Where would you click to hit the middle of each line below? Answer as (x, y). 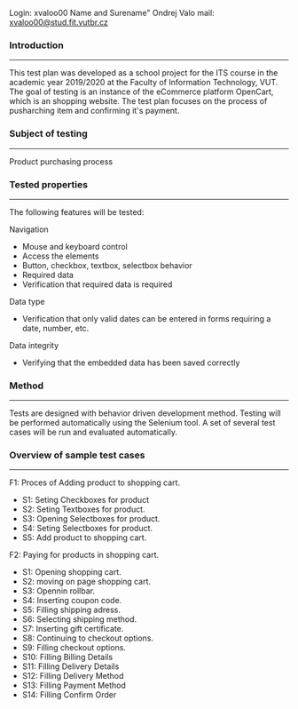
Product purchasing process (61, 161)
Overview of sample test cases (77, 455)
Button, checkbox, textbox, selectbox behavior (107, 265)
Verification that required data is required (97, 284)
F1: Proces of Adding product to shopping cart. (94, 482)
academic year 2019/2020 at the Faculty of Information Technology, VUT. (144, 83)
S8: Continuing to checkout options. (87, 638)
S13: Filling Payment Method (74, 685)
